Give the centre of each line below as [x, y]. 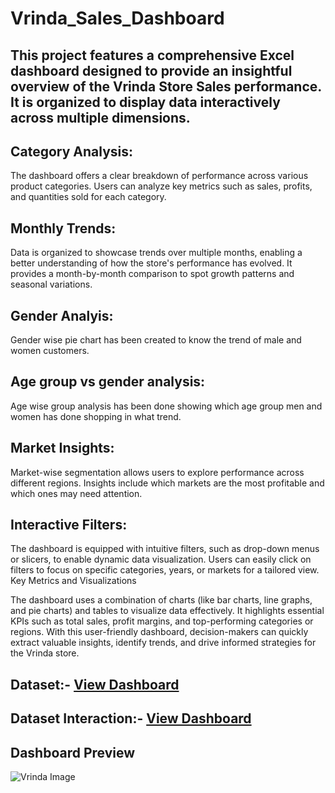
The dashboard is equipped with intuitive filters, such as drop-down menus [165, 549]
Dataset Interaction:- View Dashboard [131, 718]
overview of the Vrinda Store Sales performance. [166, 86]
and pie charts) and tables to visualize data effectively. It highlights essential [167, 611]
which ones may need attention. [76, 493]
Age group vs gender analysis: [108, 382]
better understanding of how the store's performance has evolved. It [151, 263]
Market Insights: [62, 448]
